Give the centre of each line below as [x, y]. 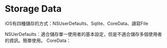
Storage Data [33, 9]
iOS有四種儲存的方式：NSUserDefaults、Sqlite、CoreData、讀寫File [77, 23]
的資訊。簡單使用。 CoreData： [38, 40]
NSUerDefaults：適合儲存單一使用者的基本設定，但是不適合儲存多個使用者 [83, 34]
